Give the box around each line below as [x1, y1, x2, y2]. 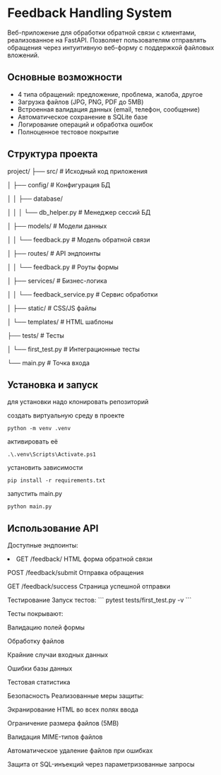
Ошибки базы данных [7, 664, 73, 673]
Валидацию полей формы [7, 623, 85, 632]
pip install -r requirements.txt [7, 477, 106, 485]
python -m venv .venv [7, 425, 71, 432]
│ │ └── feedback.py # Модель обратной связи [7, 235, 150, 244]
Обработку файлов [7, 637, 65, 646]
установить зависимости [7, 463, 83, 472]
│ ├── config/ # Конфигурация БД [7, 180, 111, 189]
